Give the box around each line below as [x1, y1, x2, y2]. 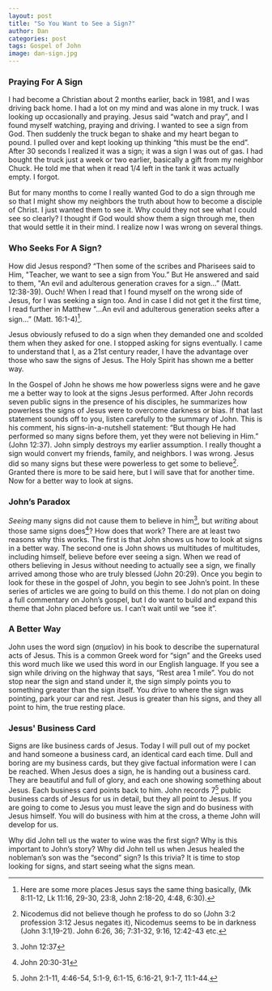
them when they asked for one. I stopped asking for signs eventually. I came [8, 338, 263, 348]
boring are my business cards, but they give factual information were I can [8, 758, 257, 768]
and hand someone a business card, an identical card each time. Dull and [8, 750, 253, 759]
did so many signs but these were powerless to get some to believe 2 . [8, 457, 239, 468]
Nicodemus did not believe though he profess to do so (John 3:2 [19, 908, 236, 918]
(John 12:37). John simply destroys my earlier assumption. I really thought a [8, 440, 261, 450]
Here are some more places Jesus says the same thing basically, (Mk [19, 884, 252, 894]
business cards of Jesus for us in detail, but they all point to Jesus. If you [8, 793, 253, 803]
